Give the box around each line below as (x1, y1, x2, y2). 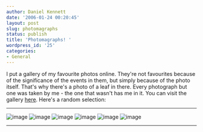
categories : (6, 48, 36, 54)
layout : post (6, 20, 39, 26)
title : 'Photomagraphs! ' (6, 37, 71, 43)
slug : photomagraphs (6, 25, 59, 32)
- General (6, 54, 31, 60)
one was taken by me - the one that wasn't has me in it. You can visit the (6, 89, 187, 96)
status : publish (6, 31, 47, 37)
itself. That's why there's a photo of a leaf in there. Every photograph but (6, 83, 187, 90)
